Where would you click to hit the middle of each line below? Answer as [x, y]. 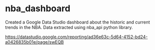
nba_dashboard [38, 9]
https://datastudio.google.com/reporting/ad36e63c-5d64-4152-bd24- [77, 37]
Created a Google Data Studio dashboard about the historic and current [77, 22]
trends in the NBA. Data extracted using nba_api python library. [69, 27]
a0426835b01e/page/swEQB [34, 42]
